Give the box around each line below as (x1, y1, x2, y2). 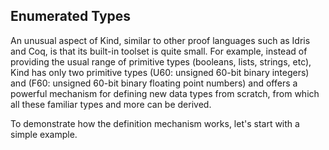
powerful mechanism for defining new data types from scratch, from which (10, 87, 320, 99)
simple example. (10, 128, 78, 140)
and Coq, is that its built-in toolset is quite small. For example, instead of (10, 45, 308, 57)
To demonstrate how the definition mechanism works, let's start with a (10, 117, 300, 129)
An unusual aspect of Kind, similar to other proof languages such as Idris (10, 34, 311, 46)
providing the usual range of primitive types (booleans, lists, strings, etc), (10, 55, 312, 68)
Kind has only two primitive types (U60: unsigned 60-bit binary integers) (10, 66, 310, 78)
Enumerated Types (10, 8, 132, 25)
